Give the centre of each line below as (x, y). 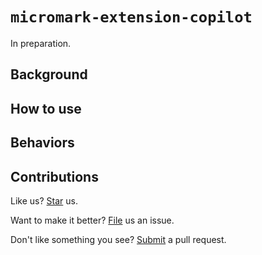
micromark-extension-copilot (131, 17)
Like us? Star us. (44, 200)
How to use (46, 108)
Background (49, 74)
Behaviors (42, 143)
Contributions (54, 176)
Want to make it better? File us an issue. (92, 220)
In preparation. (41, 43)
